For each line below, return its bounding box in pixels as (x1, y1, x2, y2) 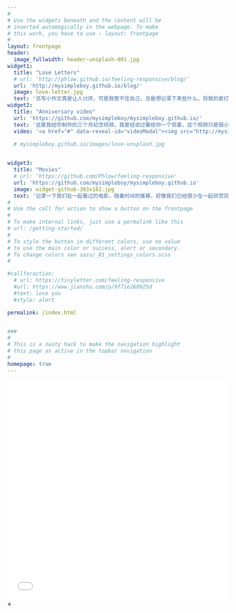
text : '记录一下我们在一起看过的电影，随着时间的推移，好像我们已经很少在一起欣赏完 (13, 192, 230, 199)
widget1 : (7, 62, 33, 70)
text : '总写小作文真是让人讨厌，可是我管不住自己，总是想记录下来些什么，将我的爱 (13, 95, 224, 103)
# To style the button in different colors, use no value (7, 238, 181, 245)
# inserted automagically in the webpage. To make (7, 23, 159, 30)
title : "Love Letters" (13, 69, 80, 76)
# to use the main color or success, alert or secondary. (7, 244, 181, 251)
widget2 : (7, 102, 33, 109)
